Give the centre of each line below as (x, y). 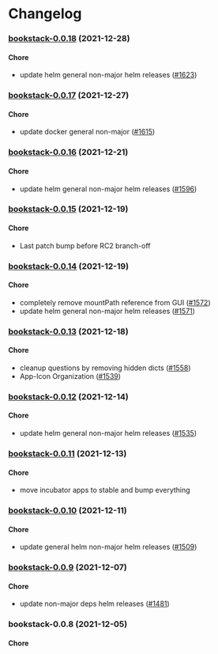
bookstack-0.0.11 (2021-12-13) (68, 453)
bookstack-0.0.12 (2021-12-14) (68, 396)
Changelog (45, 14)
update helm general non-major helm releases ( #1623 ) (108, 75)
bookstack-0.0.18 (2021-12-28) (69, 39)
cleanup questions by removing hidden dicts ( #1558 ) (105, 368)
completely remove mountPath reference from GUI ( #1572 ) (115, 302)
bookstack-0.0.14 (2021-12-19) (68, 266)
